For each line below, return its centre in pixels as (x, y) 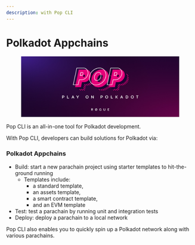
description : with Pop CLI (40, 13)
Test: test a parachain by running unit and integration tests (86, 211)
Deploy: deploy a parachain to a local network (71, 218)
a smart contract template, (65, 198)
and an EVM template (59, 205)
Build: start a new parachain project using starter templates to (91, 167)
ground (24, 173)
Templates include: (47, 179)
